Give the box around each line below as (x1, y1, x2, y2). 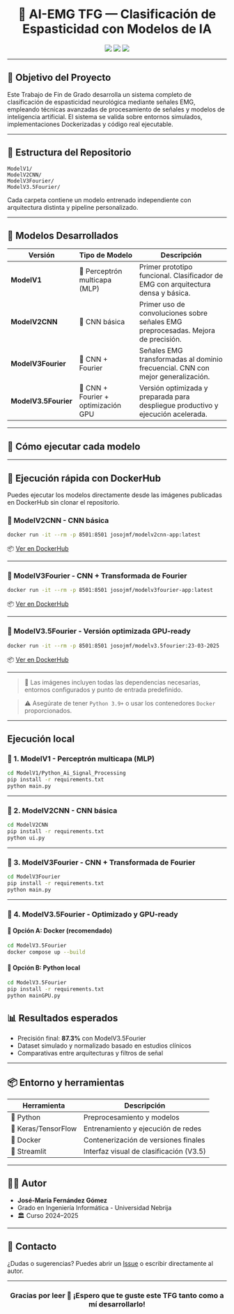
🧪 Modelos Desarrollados (7, 229, 118, 241)
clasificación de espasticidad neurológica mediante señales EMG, (7, 98, 196, 106)
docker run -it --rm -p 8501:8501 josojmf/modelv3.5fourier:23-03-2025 (7, 642, 219, 649)
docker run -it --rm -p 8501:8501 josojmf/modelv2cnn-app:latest (7, 531, 201, 539)
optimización (79, 401, 122, 411)
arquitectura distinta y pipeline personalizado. (7, 203, 139, 211)
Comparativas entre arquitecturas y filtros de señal (17, 1049, 164, 1057)
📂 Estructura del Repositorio (7, 146, 132, 159)
